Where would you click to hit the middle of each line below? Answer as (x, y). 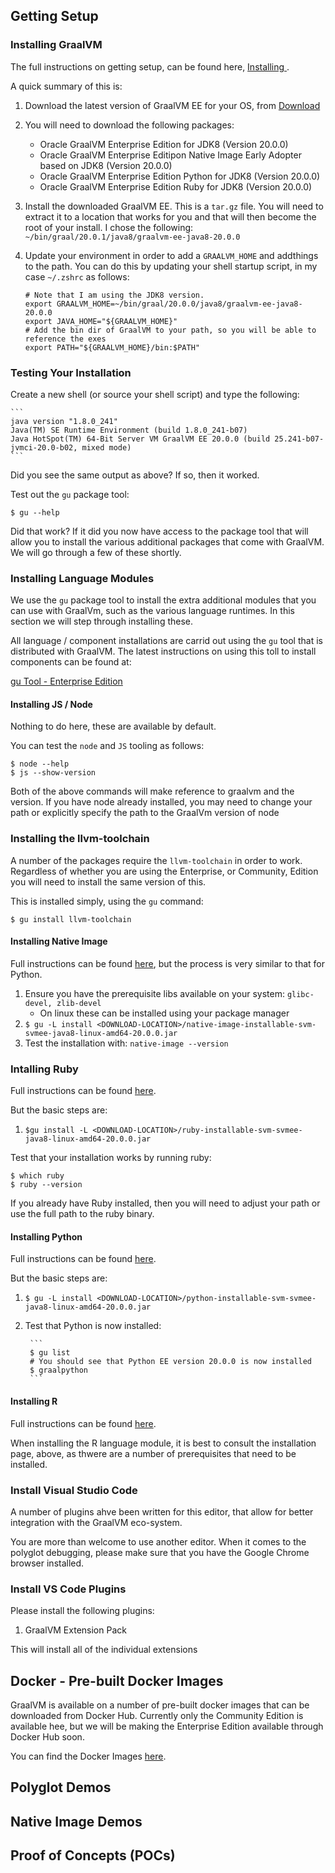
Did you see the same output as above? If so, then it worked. (135, 475)
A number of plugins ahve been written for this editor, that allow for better (162, 1511)
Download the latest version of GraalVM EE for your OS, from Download (172, 105)
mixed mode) (106, 447)
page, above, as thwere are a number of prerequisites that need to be (153, 1453)
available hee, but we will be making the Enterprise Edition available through (167, 1726)
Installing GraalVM (56, 45)
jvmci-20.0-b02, (44, 447)
